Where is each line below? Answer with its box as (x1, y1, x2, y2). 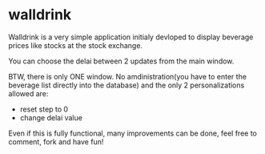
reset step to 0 (19, 104, 69, 114)
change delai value (19, 112, 82, 122)
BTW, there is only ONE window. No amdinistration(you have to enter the (8, 71, 247, 81)
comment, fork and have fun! (8, 136, 104, 146)
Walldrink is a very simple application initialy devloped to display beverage (8, 32, 254, 42)
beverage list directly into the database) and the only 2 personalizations (8, 80, 245, 90)
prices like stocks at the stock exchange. (8, 40, 143, 50)
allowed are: (8, 88, 49, 98)
